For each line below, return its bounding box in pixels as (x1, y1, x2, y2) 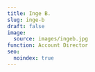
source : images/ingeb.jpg (13, 36, 89, 43)
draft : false (7, 23, 45, 29)
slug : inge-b (7, 16, 45, 23)
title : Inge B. (7, 10, 51, 17)
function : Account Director (7, 42, 89, 49)
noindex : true (13, 55, 54, 62)
